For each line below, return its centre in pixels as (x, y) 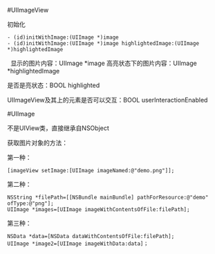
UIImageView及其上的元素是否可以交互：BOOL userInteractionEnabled (107, 100)
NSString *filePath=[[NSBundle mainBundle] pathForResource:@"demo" (108, 197)
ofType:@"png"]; (30, 203)
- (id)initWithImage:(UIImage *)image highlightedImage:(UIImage (103, 44)
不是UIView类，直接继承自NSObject (58, 128)
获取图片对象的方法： (37, 143)
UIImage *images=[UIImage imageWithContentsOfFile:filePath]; (99, 210)
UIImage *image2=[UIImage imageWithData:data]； (78, 244)
